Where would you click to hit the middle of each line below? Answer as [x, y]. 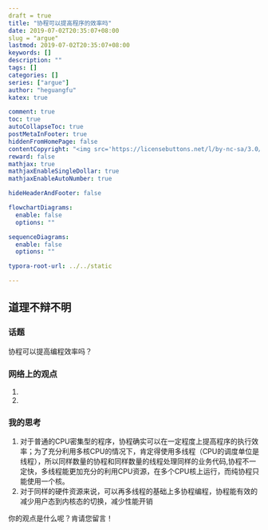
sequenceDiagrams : [39, 237]
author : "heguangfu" [43, 90]
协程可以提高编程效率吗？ [50, 351]
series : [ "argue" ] [39, 82]
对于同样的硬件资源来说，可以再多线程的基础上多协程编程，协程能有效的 [138, 492]
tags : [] [23, 68]
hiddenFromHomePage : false [53, 141]
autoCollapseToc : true [46, 127]
